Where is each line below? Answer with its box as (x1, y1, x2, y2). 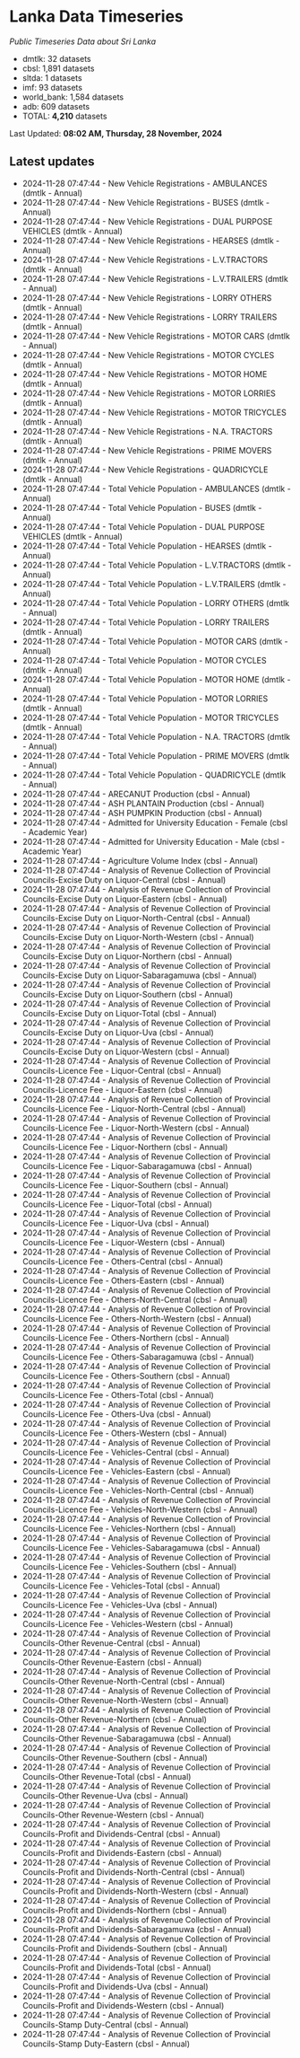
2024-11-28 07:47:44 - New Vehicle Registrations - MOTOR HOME (21, 368, 268, 379)
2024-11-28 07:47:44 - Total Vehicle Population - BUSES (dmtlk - (21, 502, 262, 513)
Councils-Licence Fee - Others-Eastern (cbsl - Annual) (21, 1275, 226, 1286)
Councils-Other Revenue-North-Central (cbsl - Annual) (21, 1675, 226, 1686)
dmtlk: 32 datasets (21, 53, 91, 64)
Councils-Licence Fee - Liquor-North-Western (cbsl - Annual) (21, 1122, 250, 1133)
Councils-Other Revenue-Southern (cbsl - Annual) (21, 1752, 208, 1763)
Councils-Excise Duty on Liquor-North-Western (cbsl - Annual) (21, 931, 254, 942)
